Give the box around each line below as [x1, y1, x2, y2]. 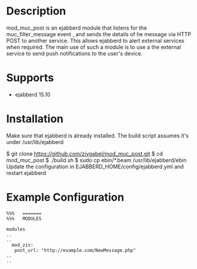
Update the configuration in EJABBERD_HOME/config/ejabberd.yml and [6, 163, 184, 170]
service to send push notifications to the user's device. [6, 49, 143, 57]
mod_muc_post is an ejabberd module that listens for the [6, 24, 148, 31]
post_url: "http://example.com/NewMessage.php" [14, 247, 136, 253]
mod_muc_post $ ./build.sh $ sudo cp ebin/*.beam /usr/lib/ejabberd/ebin [6, 156, 187, 163]
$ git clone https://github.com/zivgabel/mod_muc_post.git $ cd [6, 150, 163, 157]
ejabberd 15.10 [14, 90, 51, 98]
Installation [6, 112, 64, 126]
